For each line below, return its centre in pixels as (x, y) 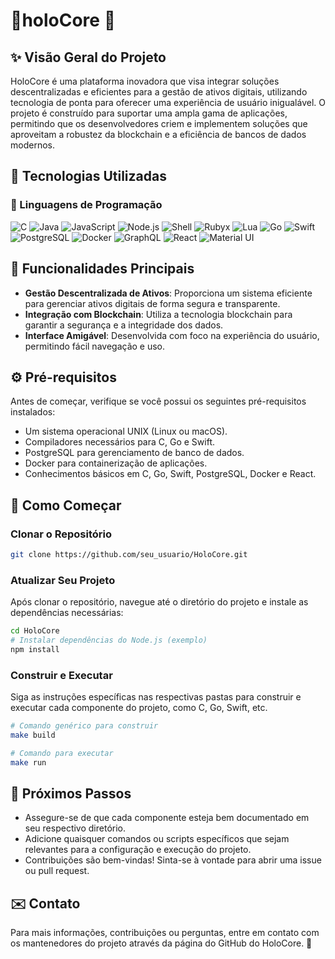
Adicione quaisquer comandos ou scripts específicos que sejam (157, 839)
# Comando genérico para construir (84, 726)
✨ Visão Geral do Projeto (88, 57)
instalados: (33, 412)
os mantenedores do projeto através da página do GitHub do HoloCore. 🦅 (161, 943)
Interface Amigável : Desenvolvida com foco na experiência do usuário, (172, 335)
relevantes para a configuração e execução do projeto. (138, 850)
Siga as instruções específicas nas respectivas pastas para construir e (156, 697)
